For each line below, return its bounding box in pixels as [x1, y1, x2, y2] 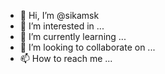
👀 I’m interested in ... [19, 20, 105, 32]
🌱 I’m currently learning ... [19, 31, 127, 42]
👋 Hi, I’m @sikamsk [19, 10, 100, 21]
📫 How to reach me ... [19, 53, 113, 64]
